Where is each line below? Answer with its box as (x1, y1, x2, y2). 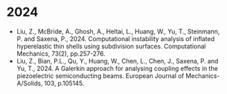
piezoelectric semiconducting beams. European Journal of (16, 71, 185, 80)
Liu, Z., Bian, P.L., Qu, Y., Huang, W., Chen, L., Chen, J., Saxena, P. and (16, 56, 219, 65)
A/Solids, (16, 79, 43, 87)
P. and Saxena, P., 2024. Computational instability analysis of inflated (16, 34, 215, 42)
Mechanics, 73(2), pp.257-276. (16, 49, 106, 58)
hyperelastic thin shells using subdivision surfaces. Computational (16, 42, 206, 50)
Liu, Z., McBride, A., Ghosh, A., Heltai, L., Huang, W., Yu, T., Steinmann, (16, 27, 220, 36)
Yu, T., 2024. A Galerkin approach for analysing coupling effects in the (16, 64, 218, 72)
